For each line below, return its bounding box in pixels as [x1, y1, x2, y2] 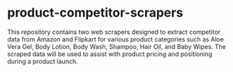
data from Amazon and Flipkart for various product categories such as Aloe [7, 35, 225, 43]
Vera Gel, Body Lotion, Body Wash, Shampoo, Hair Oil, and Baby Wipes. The [7, 42, 227, 51]
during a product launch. [7, 57, 78, 65]
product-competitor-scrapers [7, 5, 183, 21]
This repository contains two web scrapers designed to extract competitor [7, 28, 221, 36]
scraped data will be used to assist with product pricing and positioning [7, 50, 213, 58]
